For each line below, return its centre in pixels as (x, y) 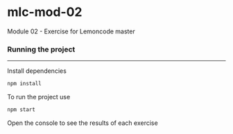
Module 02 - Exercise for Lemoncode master (71, 31)
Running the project (41, 49)
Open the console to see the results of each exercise (83, 123)
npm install (24, 84)
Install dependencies (37, 71)
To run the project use (39, 97)
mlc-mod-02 (45, 12)
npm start (21, 110)
